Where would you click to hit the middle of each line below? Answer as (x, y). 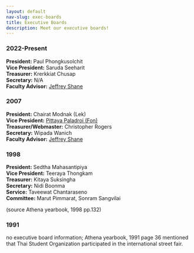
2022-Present (27, 49)
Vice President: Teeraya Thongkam (49, 173)
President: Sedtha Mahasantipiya (47, 167)
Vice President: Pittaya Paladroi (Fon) (52, 120)
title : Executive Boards (36, 22)
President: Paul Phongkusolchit (45, 61)
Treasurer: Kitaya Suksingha (41, 180)
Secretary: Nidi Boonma (36, 186)
